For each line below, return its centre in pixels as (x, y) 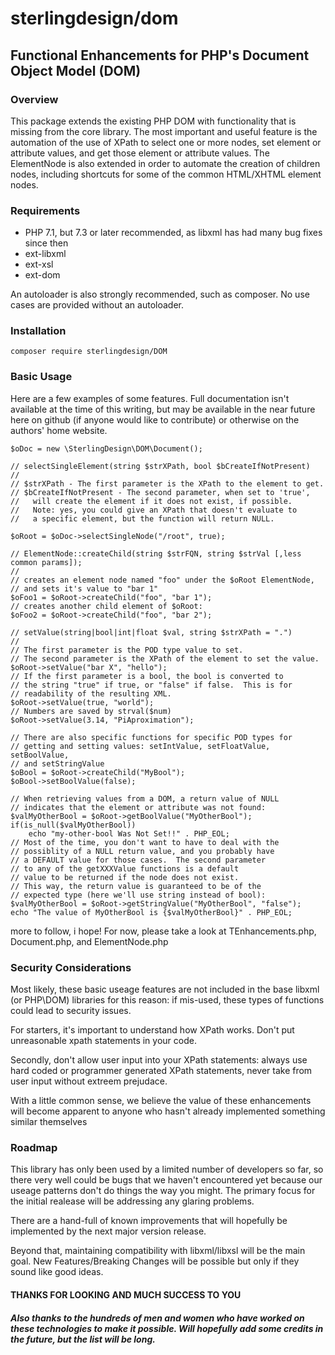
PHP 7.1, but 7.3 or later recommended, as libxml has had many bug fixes (173, 233)
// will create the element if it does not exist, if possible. (151, 501)
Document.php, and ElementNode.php (89, 941)
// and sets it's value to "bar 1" (84, 588)
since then (46, 243)
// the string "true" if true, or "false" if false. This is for (151, 685)
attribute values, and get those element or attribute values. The (140, 153)
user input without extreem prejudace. (89, 1081)
